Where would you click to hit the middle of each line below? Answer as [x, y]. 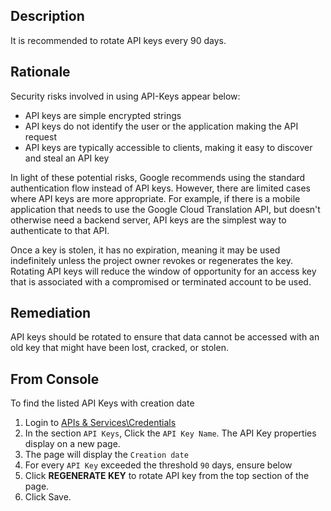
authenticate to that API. [60, 230]
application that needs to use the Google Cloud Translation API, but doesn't [165, 209]
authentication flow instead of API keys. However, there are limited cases [160, 188]
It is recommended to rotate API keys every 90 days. [118, 40]
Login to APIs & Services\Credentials [100, 423]
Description [47, 16]
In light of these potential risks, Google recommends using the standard [158, 177]
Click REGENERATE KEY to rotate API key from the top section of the [167, 476]
